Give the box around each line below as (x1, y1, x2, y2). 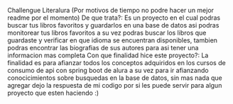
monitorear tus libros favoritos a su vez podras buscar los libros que (7, 28, 207, 37)
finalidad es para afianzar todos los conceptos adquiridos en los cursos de (7, 59, 226, 67)
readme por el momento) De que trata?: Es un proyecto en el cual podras (7, 13, 221, 22)
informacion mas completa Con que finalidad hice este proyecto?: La (7, 51, 209, 59)
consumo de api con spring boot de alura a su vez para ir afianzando (7, 67, 209, 74)
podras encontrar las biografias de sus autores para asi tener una (7, 44, 199, 52)
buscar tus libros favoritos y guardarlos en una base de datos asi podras (7, 21, 220, 29)
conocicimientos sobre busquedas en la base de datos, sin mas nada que (7, 74, 222, 82)
